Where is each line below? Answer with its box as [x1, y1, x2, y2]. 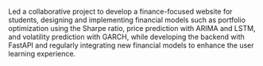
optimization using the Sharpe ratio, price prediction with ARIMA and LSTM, [8, 24, 256, 33]
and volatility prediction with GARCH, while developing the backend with [8, 32, 245, 41]
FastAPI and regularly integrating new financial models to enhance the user [8, 41, 254, 50]
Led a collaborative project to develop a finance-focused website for [8, 7, 233, 16]
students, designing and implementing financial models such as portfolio [8, 15, 246, 25]
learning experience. [8, 49, 76, 58]
